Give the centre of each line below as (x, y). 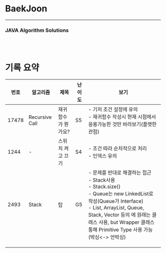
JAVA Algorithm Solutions (37, 30)
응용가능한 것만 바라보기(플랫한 (123, 125)
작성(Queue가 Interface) (116, 201)
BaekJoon (26, 9)
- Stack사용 (102, 180)
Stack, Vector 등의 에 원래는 (119, 215)
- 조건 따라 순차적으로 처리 (118, 148)
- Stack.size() (104, 187)
